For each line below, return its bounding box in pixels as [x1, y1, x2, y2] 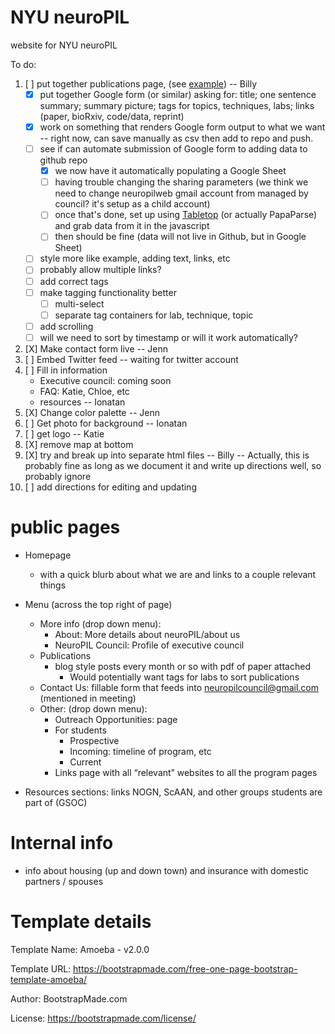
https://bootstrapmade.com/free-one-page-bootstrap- [73, 962, 298, 975]
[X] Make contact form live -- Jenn [24, 342, 169, 355]
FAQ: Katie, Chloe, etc [39, 385, 130, 397]
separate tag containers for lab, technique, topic [54, 309, 254, 321]
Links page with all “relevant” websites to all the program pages [54, 766, 318, 778]
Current [69, 756, 102, 768]
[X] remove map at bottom [24, 438, 134, 450]
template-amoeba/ [10, 973, 88, 985]
